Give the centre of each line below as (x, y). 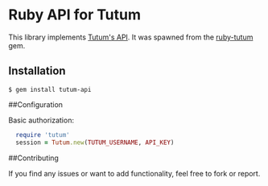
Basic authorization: (41, 120)
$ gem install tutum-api (50, 89)
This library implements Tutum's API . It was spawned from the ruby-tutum (131, 37)
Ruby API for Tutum (75, 15)
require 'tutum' (43, 134)
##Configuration (35, 104)
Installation (37, 71)
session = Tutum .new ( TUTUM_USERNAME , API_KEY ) (95, 143)
